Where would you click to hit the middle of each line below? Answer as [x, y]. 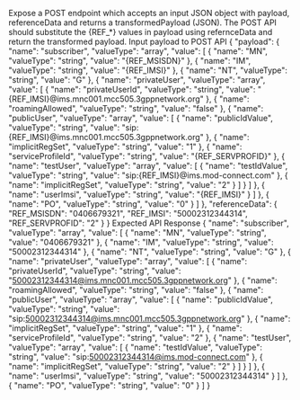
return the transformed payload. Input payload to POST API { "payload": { [144, 41]
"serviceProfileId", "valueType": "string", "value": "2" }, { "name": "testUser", [150, 338]
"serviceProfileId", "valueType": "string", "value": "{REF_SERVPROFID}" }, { [146, 156]
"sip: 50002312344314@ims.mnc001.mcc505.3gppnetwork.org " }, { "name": [150, 319]
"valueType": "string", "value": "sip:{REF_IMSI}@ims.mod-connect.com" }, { [148, 175]
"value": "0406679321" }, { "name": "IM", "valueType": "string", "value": [141, 242]
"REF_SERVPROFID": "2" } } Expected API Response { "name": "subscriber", [149, 223]
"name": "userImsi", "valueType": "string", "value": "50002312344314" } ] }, [148, 376]
